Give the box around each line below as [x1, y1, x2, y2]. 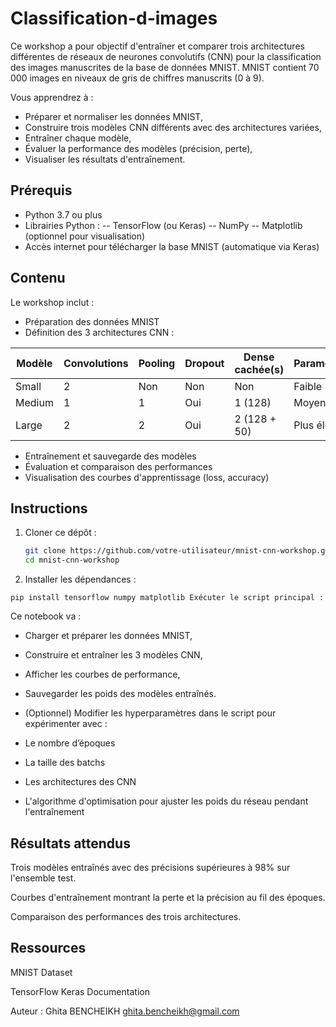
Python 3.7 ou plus [24, 208, 103, 221]
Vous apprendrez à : [10, 91, 94, 103]
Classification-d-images [10, 7, 218, 30]
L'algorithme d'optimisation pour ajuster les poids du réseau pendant [24, 795, 309, 807]
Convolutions [63, 356, 129, 370]
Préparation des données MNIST [24, 315, 160, 327]
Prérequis [10, 182, 73, 199]
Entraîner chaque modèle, [24, 132, 132, 144]
